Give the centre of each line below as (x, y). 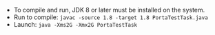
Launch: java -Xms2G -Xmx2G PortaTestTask (75, 24)
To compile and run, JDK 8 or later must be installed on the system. (109, 10)
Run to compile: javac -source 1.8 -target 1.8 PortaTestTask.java (111, 17)
